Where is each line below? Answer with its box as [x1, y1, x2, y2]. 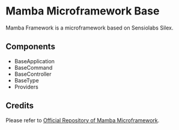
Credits [5, 101, 34, 111]
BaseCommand [14, 64, 53, 71]
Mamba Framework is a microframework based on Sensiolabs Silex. [5, 24, 174, 31]
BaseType [14, 76, 40, 84]
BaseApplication [14, 57, 55, 64]
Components [5, 42, 55, 52]
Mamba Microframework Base [5, 4, 160, 18]
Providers [14, 83, 38, 90]
